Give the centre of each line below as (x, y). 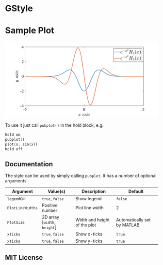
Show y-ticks (89, 241)
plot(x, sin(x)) (21, 145)
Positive (50, 205)
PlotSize (16, 223)
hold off (14, 149)
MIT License (24, 258)
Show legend (89, 198)
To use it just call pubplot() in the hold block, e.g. (54, 125)
